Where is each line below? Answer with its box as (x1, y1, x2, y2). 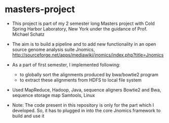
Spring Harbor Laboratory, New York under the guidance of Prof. (12, 25, 148, 32)
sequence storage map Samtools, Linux (12, 92, 95, 98)
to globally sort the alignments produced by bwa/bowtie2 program (19, 71, 158, 77)
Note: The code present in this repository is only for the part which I (12, 102, 154, 108)
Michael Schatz (12, 31, 45, 37)
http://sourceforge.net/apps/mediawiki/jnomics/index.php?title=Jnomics (12, 52, 164, 58)
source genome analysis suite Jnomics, (12, 46, 95, 52)
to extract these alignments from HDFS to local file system (19, 77, 142, 83)
